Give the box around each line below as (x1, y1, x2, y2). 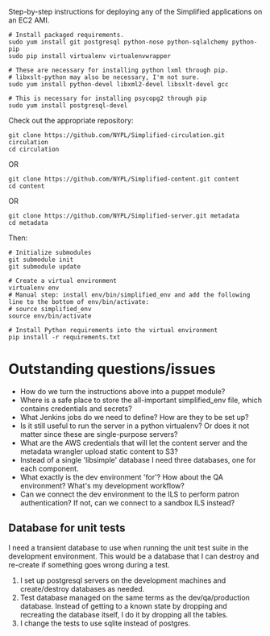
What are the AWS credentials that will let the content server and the (19, 438, 248, 447)
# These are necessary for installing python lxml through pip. (8, 66, 229, 74)
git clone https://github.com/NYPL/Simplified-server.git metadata (8, 212, 240, 220)
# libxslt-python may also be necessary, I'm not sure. (8, 73, 200, 81)
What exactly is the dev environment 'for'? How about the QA (19, 472, 224, 482)
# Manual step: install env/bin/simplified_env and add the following (8, 291, 251, 299)
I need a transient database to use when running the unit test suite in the (8, 542, 249, 552)
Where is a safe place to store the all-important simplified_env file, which (19, 395, 262, 405)
